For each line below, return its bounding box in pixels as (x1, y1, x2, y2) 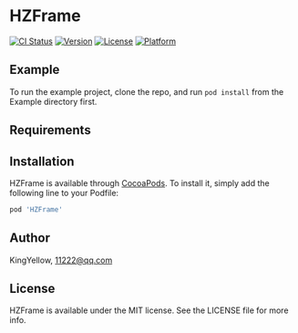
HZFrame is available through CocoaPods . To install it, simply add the (9, 177, 271, 188)
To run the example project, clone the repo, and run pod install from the (9, 86, 284, 97)
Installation (9, 153, 75, 169)
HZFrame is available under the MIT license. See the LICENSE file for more (9, 305, 289, 316)
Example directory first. (9, 96, 98, 107)
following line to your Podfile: (9, 187, 119, 198)
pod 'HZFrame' (9, 204, 64, 214)
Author (9, 230, 50, 246)
